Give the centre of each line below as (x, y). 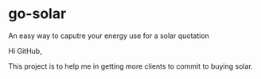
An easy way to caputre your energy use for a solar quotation (109, 36)
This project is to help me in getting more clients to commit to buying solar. (130, 66)
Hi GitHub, (25, 51)
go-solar (37, 14)
